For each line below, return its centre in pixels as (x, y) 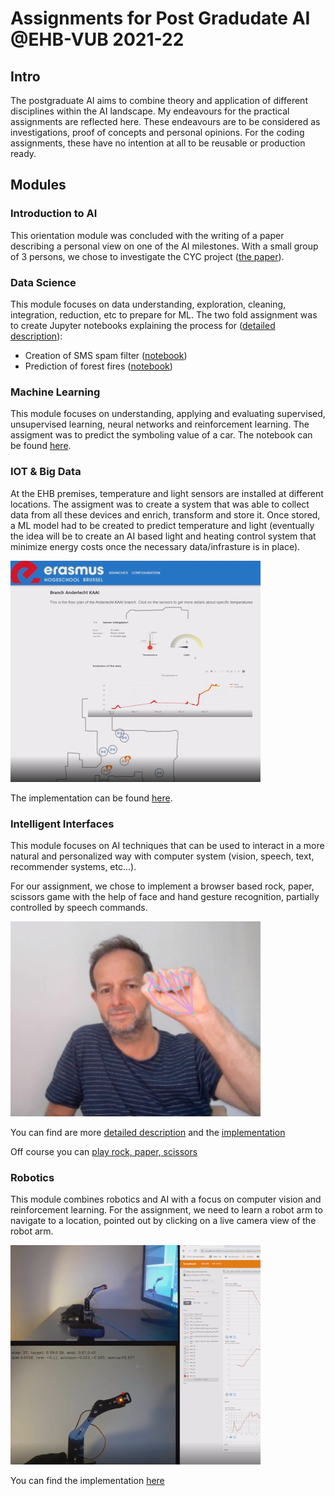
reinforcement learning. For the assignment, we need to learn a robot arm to (166, 1210)
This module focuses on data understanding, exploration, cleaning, (148, 304)
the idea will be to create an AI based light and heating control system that (163, 536)
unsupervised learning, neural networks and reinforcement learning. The (160, 424)
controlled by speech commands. (79, 907)
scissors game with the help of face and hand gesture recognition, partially (165, 896)
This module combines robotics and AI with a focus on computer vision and (166, 1199)
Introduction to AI (54, 214)
